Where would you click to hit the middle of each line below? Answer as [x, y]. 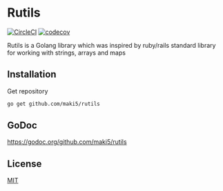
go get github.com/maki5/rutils [54, 104]
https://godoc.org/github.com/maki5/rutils [67, 142]
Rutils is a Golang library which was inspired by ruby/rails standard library [111, 45]
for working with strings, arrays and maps [67, 53]
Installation [32, 74]
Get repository [28, 91]
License [25, 164]
